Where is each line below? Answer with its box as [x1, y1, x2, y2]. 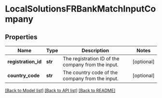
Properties [5, 33, 38, 41]
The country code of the [62, 69, 118, 76]
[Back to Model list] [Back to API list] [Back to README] [5, 88, 116, 93]
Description [81, 47, 109, 54]
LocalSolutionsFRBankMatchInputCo [5, 3, 156, 14]
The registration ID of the [62, 56, 120, 62]
